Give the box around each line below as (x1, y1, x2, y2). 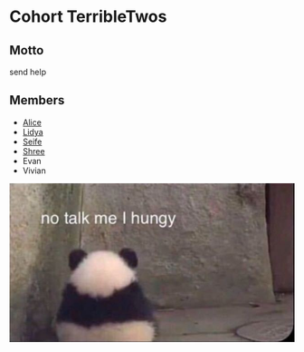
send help (9, 66, 47, 77)
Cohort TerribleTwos (9, 6, 167, 27)
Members (9, 93, 65, 108)
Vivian (22, 165, 47, 176)
